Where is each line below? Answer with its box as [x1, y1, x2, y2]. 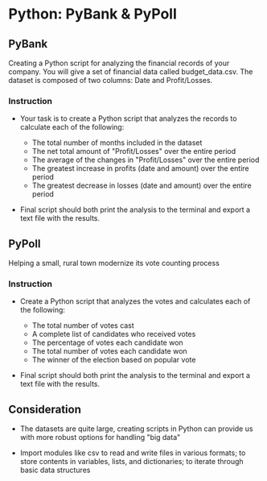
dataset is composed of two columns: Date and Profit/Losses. [8, 76, 213, 85]
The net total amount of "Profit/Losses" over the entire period [31, 147, 236, 156]
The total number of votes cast [31, 321, 134, 330]
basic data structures [19, 465, 91, 475]
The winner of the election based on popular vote [31, 355, 196, 365]
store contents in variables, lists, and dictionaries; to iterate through [19, 457, 244, 466]
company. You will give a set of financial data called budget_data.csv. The [8, 67, 253, 77]
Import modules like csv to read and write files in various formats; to [19, 448, 246, 458]
